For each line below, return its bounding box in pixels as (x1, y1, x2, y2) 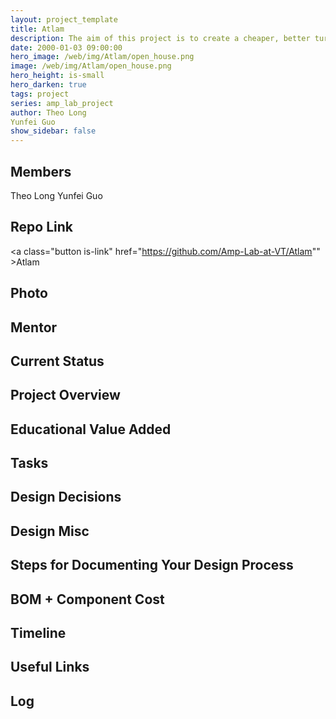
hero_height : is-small (10, 71, 105, 81)
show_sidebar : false (10, 126, 97, 136)
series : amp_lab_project (10, 98, 114, 108)
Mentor (10, 319, 58, 336)
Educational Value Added (10, 421, 172, 438)
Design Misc (10, 522, 90, 540)
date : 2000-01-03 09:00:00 (10, 42, 123, 53)
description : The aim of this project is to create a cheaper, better (10, 33, 311, 43)
